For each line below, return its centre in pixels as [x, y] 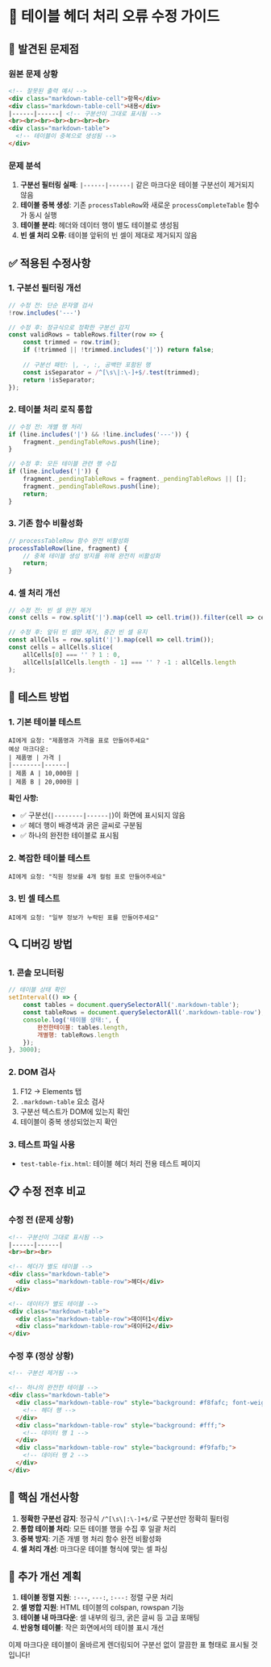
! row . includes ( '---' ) [45, 313]
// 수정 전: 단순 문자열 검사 [50, 305]
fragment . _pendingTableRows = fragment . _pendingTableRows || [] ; [135, 479]
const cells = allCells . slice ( [61, 647]
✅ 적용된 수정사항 [50, 263]
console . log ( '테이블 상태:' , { [71, 1020]
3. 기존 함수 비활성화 [46, 524]
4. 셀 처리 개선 [34, 593]
